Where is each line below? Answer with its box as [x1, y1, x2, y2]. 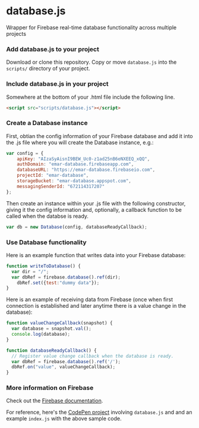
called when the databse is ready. [6, 213, 89, 220]
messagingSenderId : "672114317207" [17, 183, 105, 189]
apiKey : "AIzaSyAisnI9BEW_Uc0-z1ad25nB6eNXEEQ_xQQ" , [17, 156, 150, 162]
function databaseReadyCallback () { [6, 347, 97, 354]
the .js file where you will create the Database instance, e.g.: [6, 139, 154, 146]
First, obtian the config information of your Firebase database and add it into [6, 132, 193, 139]
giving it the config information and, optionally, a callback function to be [6, 206, 182, 213]
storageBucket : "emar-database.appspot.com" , [17, 178, 132, 184]
